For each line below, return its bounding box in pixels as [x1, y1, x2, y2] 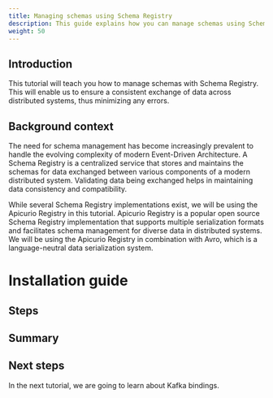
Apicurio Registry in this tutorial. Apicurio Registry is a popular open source [8, 209, 260, 218]
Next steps [8, 359, 65, 373]
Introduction [8, 57, 73, 71]
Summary [8, 331, 59, 345]
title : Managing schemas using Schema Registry [8, 11, 173, 20]
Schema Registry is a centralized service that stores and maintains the [8, 158, 244, 167]
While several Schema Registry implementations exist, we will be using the [8, 200, 258, 210]
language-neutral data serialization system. [8, 243, 154, 253]
